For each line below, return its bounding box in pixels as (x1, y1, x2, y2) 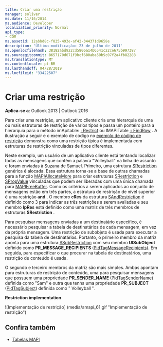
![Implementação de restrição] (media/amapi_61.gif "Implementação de (5, 304, 147, 310)
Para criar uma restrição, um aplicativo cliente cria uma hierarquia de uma (5, 117, 153, 123)
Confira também (5, 324, 56, 332)
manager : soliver (5, 12, 40, 17)
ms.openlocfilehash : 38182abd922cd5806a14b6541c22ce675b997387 (5, 48, 136, 53)
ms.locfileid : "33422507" (5, 71, 57, 76)
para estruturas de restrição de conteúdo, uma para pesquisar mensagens (5, 270, 154, 275)
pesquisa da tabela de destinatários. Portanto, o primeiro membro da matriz (5, 234, 157, 240)
